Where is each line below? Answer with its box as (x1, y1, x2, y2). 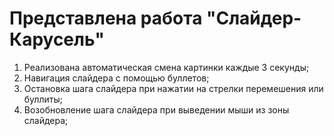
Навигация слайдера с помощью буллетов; (23, 72, 210, 84)
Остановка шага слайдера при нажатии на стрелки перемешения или (23, 82, 324, 94)
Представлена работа (9, 7, 203, 30)
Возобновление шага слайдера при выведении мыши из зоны (23, 103, 290, 116)
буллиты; (23, 93, 63, 105)
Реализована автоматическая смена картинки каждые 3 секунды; (23, 61, 310, 73)
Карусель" (9, 28, 105, 51)
